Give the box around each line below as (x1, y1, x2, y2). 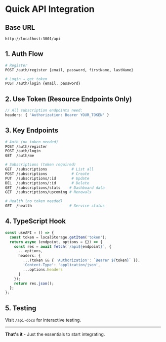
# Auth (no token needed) (5, 139, 58, 144)
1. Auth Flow (5, 50, 43, 58)
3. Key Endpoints (5, 126, 58, 135)
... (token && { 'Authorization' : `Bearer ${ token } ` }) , (23, 258, 140, 263)
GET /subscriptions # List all (5, 167, 94, 172)
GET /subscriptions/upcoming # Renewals (5, 190, 92, 195)
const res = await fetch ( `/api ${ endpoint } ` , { (14, 244, 112, 249)
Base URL (5, 23, 36, 32)
